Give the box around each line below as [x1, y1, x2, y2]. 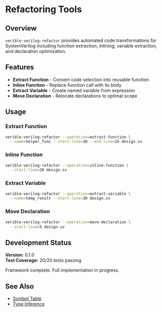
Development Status [5, 238, 72, 247]
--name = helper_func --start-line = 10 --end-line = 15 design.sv [10, 139, 143, 144]
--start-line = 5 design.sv [10, 224, 65, 229]
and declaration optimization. [5, 48, 67, 54]
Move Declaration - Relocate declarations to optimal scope [12, 93, 138, 99]
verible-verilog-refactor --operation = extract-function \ [5, 134, 131, 140]
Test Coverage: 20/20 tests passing [5, 257, 82, 264]
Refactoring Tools [5, 4, 83, 15]
